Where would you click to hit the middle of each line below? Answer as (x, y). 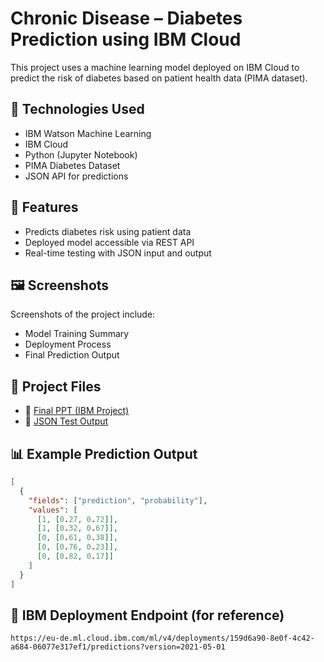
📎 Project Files (56, 386)
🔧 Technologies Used (77, 109)
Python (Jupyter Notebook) (81, 154)
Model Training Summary (77, 334)
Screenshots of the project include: (83, 314)
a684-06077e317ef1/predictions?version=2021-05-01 (118, 647)
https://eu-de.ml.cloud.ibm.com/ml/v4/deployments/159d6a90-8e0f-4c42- (162, 638)
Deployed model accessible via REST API (109, 242)
